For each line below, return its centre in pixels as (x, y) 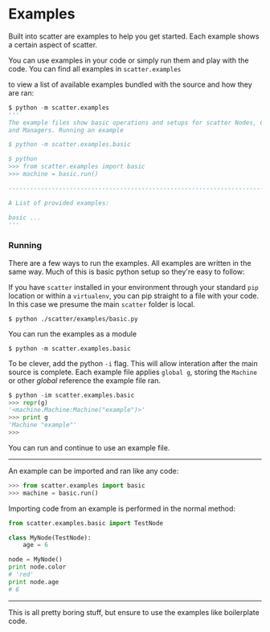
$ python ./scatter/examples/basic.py (73, 319)
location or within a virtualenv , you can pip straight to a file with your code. (134, 296)
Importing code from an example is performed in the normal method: (122, 508)
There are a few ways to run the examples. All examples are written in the (130, 263)
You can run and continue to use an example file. (89, 447)
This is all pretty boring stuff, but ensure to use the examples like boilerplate (134, 612)
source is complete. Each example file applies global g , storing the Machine (133, 372)
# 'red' (21, 575)
